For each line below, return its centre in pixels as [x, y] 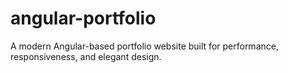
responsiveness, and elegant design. [86, 56]
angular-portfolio [83, 18]
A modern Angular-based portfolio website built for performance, [144, 46]
